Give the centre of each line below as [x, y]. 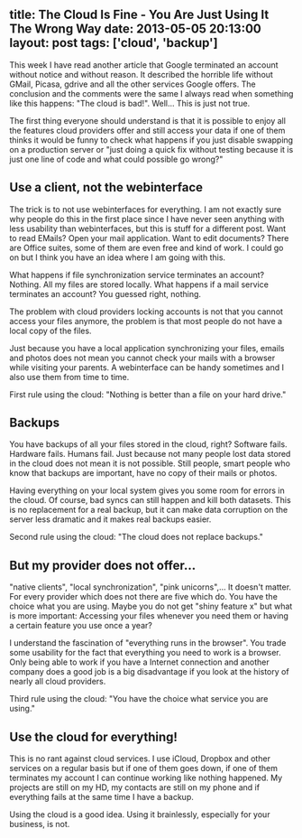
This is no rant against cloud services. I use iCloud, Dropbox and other [140, 759]
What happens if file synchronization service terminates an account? [137, 275]
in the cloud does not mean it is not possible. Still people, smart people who [150, 463]
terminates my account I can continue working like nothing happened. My [146, 778]
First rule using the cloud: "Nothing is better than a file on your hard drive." [148, 394]
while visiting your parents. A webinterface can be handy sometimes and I [147, 367]
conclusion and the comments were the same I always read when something [151, 93]
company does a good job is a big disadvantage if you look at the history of [150, 672]
